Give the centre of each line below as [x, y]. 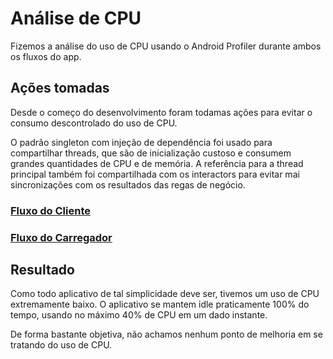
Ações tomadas [60, 88]
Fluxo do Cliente [50, 210]
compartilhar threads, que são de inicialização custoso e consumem [151, 153]
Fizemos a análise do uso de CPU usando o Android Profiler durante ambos [166, 46]
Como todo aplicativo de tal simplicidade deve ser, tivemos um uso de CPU [165, 294]
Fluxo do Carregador [61, 237]
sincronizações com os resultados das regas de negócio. [128, 184]
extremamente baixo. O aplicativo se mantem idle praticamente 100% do [160, 304]
